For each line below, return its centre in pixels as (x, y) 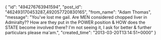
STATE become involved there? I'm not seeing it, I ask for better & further (79, 27)
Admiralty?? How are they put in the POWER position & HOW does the (75, 22)
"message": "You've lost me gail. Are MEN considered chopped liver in (76, 17)
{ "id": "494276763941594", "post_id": (44, 7)
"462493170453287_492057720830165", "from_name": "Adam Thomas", (78, 12)
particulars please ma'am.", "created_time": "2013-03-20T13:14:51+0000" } (80, 33)
